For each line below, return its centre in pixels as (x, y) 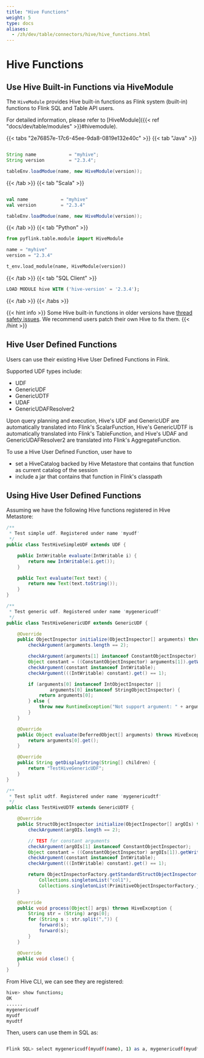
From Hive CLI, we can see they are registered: (65, 982)
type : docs (20, 23)
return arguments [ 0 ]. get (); (63, 740)
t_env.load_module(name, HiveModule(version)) (66, 266)
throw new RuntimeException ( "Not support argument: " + (111, 707)
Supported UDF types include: (44, 371)
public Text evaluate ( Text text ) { (62, 578)
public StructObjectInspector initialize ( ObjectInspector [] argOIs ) (106, 824)
